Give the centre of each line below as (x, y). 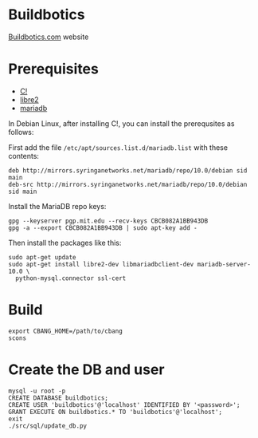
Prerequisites (54, 69)
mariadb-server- (224, 264)
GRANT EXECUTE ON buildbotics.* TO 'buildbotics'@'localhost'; (115, 412)
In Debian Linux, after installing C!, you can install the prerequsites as (121, 123)
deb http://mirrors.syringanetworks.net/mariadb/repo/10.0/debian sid (128, 170)
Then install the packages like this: (65, 243)
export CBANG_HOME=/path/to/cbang (66, 331)
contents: (24, 156)
